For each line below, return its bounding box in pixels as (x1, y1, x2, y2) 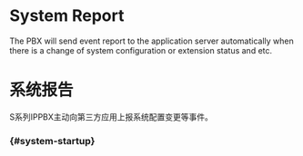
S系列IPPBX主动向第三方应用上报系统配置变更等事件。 (9, 111, 214, 122)
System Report (9, 5, 125, 26)
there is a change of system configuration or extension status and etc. (9, 44, 273, 55)
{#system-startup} (9, 134, 96, 147)
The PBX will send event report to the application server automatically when (9, 35, 294, 46)
